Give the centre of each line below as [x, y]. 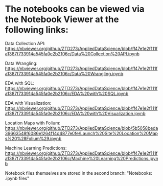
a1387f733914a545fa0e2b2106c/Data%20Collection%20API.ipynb [72, 54]
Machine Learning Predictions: [36, 148]
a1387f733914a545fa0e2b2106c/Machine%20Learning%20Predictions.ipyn [81, 158]
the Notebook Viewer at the [62, 19]
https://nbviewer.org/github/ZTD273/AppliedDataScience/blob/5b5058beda [81, 128]
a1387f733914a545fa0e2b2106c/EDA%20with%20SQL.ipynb [67, 93]
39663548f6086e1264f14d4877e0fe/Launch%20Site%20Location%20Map [81, 133]
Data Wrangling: [21, 63]
